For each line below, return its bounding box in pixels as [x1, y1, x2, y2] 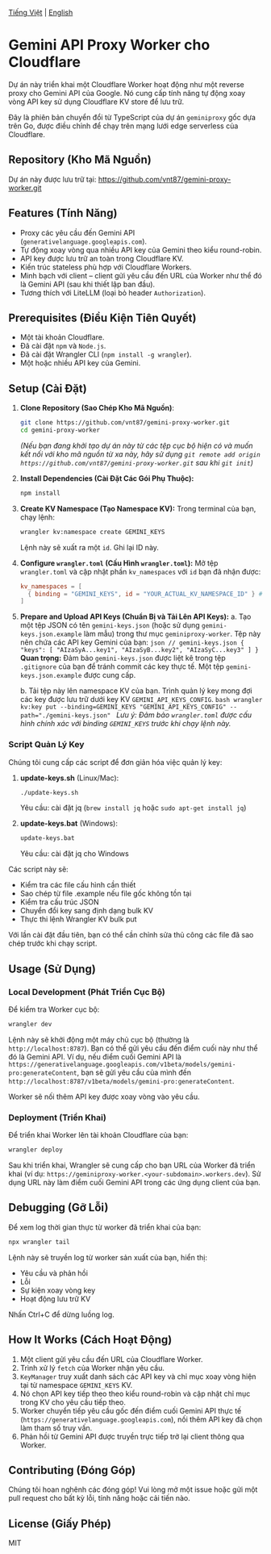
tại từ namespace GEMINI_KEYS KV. [19, 1380, 133, 1389]
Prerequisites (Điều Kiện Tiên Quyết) [8, 311, 197, 324]
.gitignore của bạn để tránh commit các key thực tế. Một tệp [19, 662, 224, 671]
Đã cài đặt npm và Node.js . [19, 341, 106, 351]
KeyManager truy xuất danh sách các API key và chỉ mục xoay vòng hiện [19, 1372, 256, 1381]
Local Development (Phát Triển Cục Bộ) [8, 986, 165, 997]
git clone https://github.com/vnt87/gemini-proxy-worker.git [19, 419, 231, 427]
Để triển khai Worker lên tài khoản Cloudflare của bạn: [8, 1130, 189, 1140]
